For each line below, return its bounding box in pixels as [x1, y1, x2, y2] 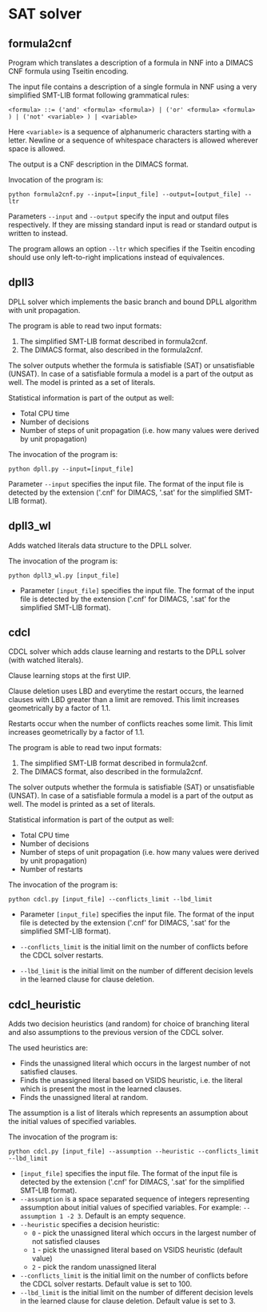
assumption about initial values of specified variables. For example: [19, 1202, 241, 1213]
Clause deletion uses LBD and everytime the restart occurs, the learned [8, 686, 244, 696]
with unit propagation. [8, 305, 81, 315]
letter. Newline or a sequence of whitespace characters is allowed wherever [8, 135, 258, 145]
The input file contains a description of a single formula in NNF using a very [8, 82, 257, 91]
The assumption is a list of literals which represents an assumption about [8, 1108, 249, 1117]
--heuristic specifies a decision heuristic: [19, 1220, 160, 1230]
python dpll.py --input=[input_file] [8, 465, 134, 473]
